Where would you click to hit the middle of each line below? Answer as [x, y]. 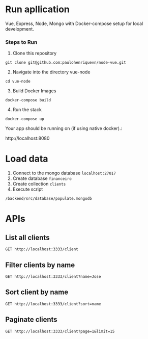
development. [20, 29]
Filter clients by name [40, 265]
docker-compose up [25, 119]
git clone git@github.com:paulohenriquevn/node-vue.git [66, 63]
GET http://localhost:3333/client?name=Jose [53, 276]
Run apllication [38, 9]
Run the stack [27, 110]
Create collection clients [39, 184]
